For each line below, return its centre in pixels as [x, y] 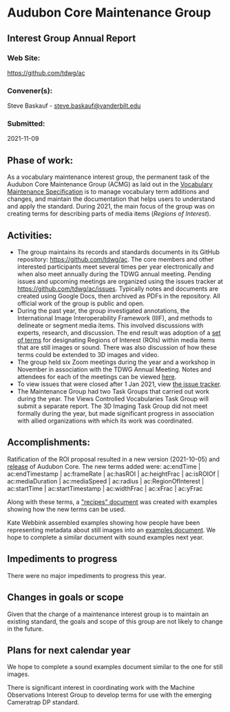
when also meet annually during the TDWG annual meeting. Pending [114, 274]
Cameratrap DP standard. [43, 702]
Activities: [30, 235]
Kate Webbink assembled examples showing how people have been [104, 522]
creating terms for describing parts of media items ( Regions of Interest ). [109, 214]
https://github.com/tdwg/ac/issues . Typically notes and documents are [118, 289]
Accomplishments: [49, 442]
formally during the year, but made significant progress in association [116, 414]
